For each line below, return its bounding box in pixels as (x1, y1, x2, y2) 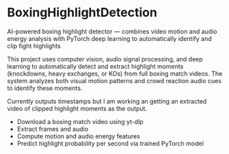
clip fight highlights (7, 42, 62, 50)
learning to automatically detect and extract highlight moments (7, 62, 184, 70)
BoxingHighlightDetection (7, 5, 157, 20)
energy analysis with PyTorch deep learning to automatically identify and (7, 34, 212, 42)
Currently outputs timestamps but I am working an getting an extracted (7, 97, 207, 105)
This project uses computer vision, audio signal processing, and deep (7, 55, 203, 63)
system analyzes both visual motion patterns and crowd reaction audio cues (7, 76, 222, 84)
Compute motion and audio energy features (16, 132, 140, 140)
